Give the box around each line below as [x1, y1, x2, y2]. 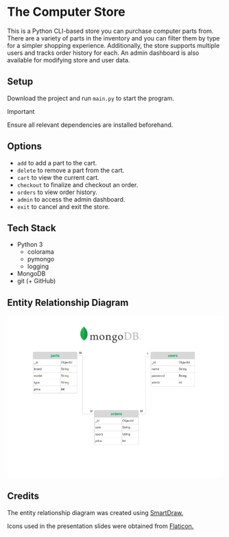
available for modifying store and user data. [7, 56, 130, 64]
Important [7, 107, 35, 115]
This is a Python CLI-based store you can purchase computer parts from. [7, 27, 214, 35]
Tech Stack [7, 222, 56, 234]
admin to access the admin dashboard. [16, 195, 125, 203]
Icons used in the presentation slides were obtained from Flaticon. [7, 522, 194, 530]
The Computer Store [7, 4, 125, 20]
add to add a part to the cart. [16, 158, 97, 167]
